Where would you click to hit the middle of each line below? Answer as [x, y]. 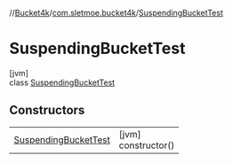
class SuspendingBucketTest [62, 82]
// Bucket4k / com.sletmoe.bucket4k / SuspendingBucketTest [116, 13]
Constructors [47, 110]
